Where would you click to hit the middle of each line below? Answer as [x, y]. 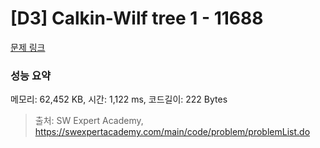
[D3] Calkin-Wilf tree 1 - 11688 [137, 18]
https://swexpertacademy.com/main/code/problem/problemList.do [172, 132]
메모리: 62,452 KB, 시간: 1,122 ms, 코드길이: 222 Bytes [119, 99]
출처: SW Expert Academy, [89, 121]
